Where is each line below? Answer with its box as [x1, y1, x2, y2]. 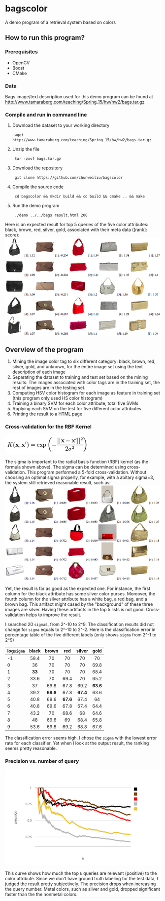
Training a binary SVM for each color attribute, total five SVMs [12, 400, 139, 406]
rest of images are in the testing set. [12, 385, 86, 391]
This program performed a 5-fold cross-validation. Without [27, 470, 147, 475]
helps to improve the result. [26, 612, 82, 618]
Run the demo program [12, 203, 60, 209]
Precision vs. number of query [5, 757, 79, 764]
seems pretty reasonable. [5, 745, 57, 751]
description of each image [12, 369, 66, 375]
